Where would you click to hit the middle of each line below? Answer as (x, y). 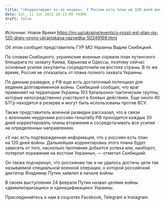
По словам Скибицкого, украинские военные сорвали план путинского (80, 57)
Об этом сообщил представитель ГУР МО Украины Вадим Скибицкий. (79, 48)
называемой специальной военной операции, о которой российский (78, 168)
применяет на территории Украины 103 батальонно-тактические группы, (82, 92)
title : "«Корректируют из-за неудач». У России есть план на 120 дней (79, 10)
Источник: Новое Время (30, 33)
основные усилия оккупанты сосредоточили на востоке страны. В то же (82, 67)
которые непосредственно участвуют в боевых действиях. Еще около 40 (82, 98)
